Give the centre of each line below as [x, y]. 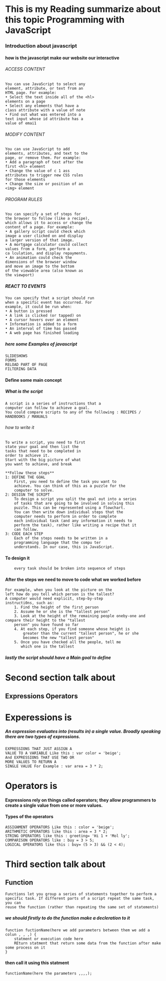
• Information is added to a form [41, 325]
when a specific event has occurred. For [49, 303]
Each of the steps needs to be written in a [61, 539]
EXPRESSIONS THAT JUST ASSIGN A [39, 749]
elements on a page [25, 101]
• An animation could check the [39, 258]
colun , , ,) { [21, 934]
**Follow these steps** [30, 473]
